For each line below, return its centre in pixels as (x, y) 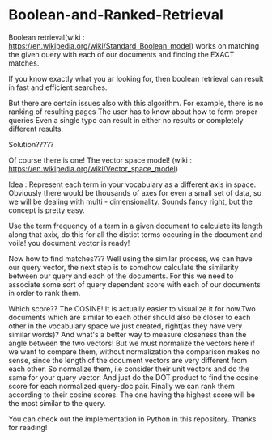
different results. (36, 129)
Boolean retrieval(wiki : (47, 37)
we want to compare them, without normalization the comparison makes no (134, 351)
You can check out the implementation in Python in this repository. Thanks (132, 419)
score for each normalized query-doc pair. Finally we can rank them (121, 386)
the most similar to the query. (57, 403)
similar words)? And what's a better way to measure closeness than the (127, 334)
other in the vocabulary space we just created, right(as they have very (125, 326)
